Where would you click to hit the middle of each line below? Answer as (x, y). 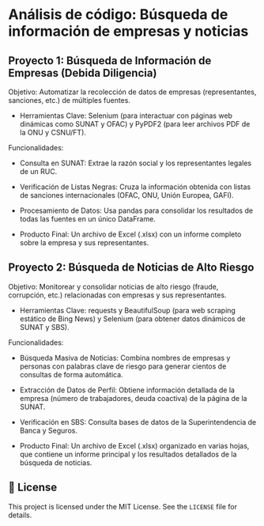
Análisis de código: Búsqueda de (118, 15)
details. (20, 515)
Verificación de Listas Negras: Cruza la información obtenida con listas (135, 187)
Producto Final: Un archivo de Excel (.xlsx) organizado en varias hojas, (134, 445)
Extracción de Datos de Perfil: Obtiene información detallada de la (127, 390)
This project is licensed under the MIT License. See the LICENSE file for (123, 506)
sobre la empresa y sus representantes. (84, 242)
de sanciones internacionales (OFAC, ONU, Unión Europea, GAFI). (127, 195)
